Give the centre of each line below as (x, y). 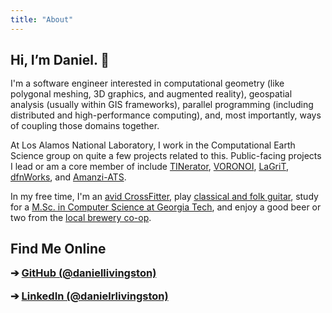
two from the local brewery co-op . (81, 218)
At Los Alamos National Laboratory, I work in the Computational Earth (153, 145)
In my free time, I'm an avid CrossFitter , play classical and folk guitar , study (164, 197)
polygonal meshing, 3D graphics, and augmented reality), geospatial (151, 94)
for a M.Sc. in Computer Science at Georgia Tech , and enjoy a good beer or (166, 207)
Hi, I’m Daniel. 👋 (60, 60)
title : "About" (42, 19)
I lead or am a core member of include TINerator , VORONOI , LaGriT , (150, 167)
